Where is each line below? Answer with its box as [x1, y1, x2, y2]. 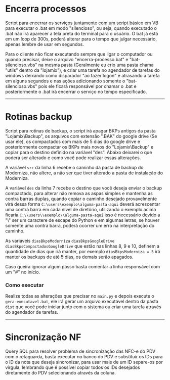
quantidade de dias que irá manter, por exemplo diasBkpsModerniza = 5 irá [5, 248, 160, 254]
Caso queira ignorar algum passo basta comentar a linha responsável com [5, 263, 160, 269]
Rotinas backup [5, 111, 72, 123]
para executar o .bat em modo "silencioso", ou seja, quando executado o [5, 25, 157, 31]
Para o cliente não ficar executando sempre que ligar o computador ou [5, 51, 153, 57]
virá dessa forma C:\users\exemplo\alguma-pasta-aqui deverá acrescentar [5, 201, 160, 207]
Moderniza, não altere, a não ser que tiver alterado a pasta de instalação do [5, 170, 163, 176]
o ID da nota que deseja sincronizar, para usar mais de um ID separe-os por [5, 359, 163, 365]
